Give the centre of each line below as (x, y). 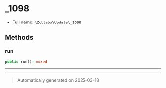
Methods (19, 37)
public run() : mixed (26, 62)
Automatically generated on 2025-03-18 (58, 80)
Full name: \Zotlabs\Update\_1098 (47, 22)
